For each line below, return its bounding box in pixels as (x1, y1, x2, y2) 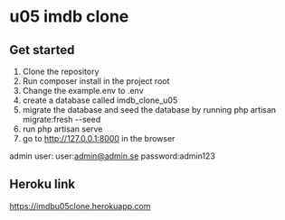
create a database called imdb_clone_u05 (22, 95, 178, 105)
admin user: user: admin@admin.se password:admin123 (9, 151, 215, 161)
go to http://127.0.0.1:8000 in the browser (22, 133, 176, 143)
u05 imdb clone (9, 6, 129, 27)
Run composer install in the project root (22, 76, 170, 87)
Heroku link (9, 177, 75, 192)
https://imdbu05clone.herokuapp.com (9, 200, 151, 211)
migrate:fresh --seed (22, 115, 101, 124)
